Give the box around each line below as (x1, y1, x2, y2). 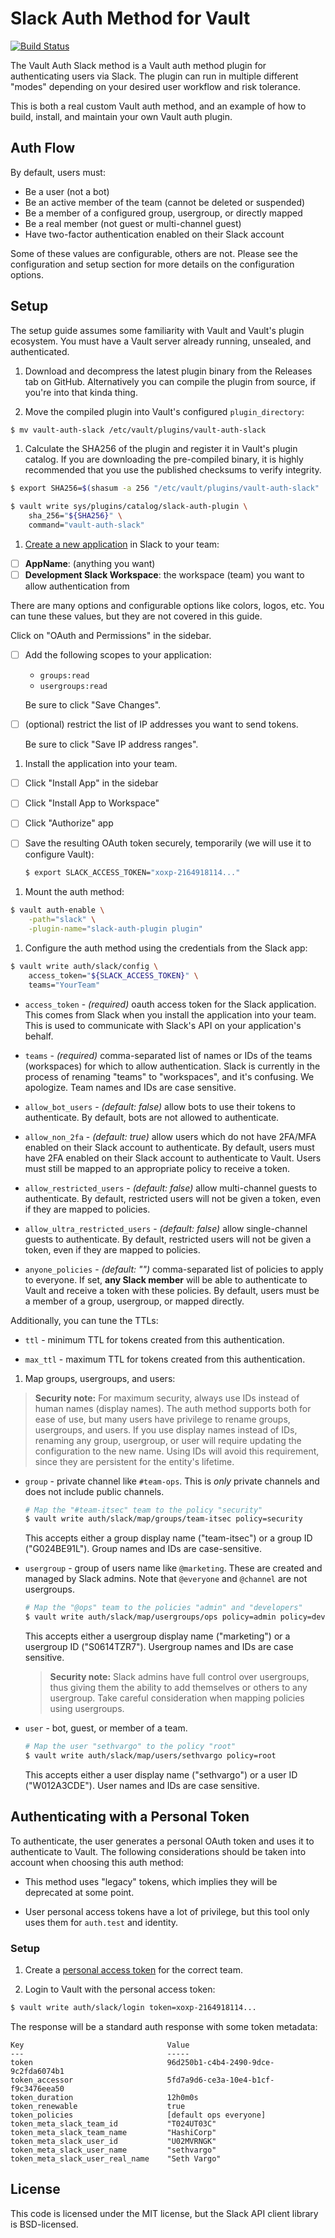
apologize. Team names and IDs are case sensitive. (24, 1081, 237, 1093)
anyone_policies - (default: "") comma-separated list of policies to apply (24, 1263, 324, 1275)
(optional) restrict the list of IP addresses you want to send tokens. (24, 718, 299, 731)
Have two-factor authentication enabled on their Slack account (24, 228, 285, 240)
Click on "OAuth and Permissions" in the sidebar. (10, 630, 212, 642)
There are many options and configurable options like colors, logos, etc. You (10, 600, 325, 612)
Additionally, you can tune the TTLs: (10, 1314, 159, 1326)
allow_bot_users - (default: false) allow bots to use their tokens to (24, 1100, 296, 1112)
